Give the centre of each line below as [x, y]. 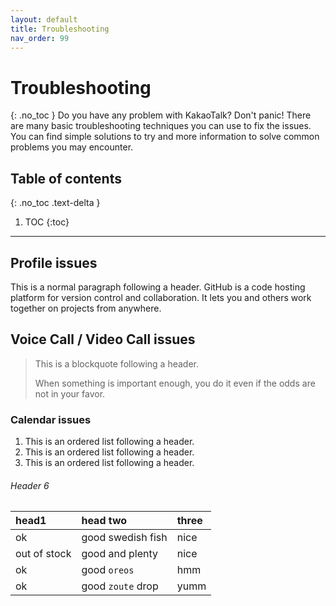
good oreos [108, 570]
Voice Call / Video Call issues [103, 339]
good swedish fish [124, 538]
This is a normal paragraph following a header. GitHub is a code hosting [158, 287]
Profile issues [54, 262]
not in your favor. [70, 393]
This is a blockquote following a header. [116, 363]
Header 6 [30, 485]
